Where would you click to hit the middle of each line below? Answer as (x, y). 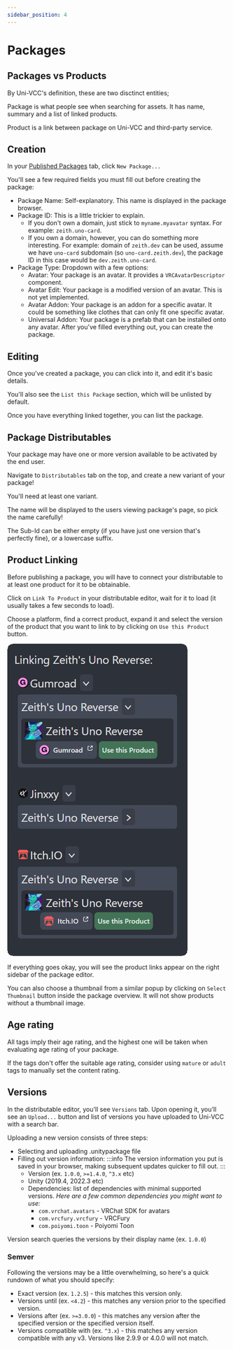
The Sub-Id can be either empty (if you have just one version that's (104, 531)
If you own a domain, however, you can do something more (113, 238)
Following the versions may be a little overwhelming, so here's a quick (108, 1272)
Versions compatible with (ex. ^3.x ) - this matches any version (107, 1330)
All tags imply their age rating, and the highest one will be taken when (108, 1042)
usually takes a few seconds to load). (61, 605)
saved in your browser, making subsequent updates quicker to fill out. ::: (121, 1166)
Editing (23, 356)
